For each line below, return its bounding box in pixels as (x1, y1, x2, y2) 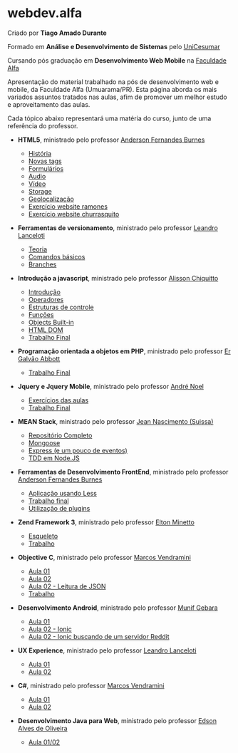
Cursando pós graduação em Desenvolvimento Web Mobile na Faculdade (7, 56, 227, 65)
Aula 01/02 (28, 737, 61, 746)
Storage (28, 187, 52, 195)
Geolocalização (28, 194, 75, 203)
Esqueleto (28, 531, 58, 540)
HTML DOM (28, 326, 63, 334)
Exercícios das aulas (28, 395, 89, 404)
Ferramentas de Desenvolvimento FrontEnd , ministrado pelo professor (17, 467, 229, 476)
